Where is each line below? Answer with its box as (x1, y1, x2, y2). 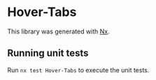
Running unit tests (7, 47, 89, 59)
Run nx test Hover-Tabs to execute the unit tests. (7, 65, 150, 74)
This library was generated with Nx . (7, 27, 110, 35)
